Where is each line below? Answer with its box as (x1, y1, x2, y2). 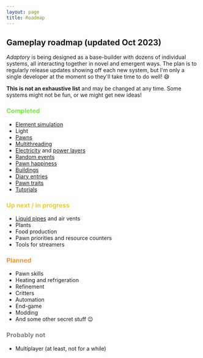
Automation (15, 296, 45, 304)
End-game (15, 302, 42, 310)
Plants (15, 221, 32, 228)
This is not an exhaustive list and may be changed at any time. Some (6, 85, 182, 92)
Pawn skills (15, 270, 44, 277)
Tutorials (15, 185, 38, 193)
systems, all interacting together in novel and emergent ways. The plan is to (6, 60, 197, 67)
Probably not (6, 331, 46, 340)
